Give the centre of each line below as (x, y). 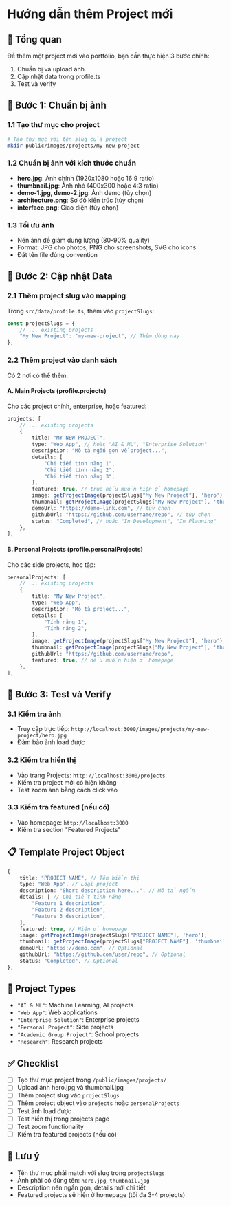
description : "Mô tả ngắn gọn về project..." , (100, 451)
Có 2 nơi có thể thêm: (38, 375)
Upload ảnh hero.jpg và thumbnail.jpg (70, 1088)
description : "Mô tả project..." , (81, 609)
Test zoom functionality (51, 1126)
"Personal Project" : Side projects (65, 1027)
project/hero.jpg (42, 736)
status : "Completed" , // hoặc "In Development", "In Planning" (124, 521)
